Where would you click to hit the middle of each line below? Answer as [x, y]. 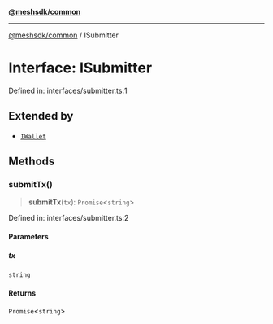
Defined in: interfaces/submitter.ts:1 [68, 90]
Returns [22, 293]
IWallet [33, 136]
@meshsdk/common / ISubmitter [64, 35]
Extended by [41, 116]
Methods [32, 162]
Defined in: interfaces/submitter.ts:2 [69, 218]
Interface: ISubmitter [80, 68]
